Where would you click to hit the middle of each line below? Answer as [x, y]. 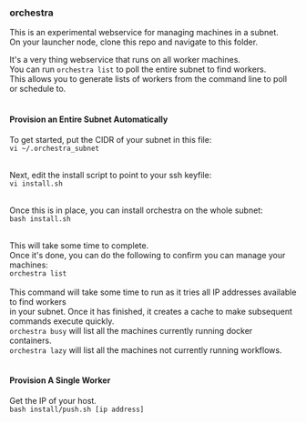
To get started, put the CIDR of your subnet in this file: [111, 139]
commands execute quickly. [62, 321]
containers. [31, 340]
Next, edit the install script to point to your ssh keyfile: [111, 175]
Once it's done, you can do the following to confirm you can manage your [148, 255]
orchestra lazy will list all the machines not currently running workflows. [146, 350]
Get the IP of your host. [53, 400]
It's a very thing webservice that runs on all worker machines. [125, 60]
